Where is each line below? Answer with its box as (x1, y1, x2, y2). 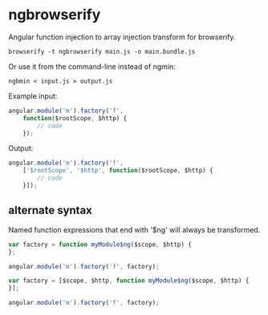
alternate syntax (8, 204, 92, 217)
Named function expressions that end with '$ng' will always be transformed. (8, 224, 261, 234)
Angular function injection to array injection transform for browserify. (8, 32, 236, 42)
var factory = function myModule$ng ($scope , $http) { (8, 240, 193, 248)
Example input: (8, 91, 58, 101)
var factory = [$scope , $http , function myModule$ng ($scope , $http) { (8, 277, 250, 285)
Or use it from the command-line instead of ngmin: (8, 62, 177, 71)
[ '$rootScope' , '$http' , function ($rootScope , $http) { (22, 167, 214, 175)
